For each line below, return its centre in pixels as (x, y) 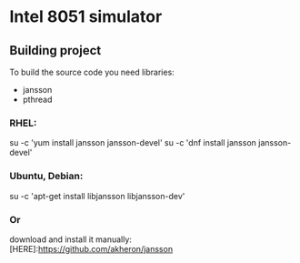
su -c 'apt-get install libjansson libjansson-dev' (97, 196)
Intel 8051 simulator (86, 17)
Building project (55, 51)
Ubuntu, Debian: (46, 177)
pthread (37, 99)
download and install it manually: (70, 239)
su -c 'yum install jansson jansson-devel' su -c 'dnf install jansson (133, 143)
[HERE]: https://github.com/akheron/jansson (91, 248)
